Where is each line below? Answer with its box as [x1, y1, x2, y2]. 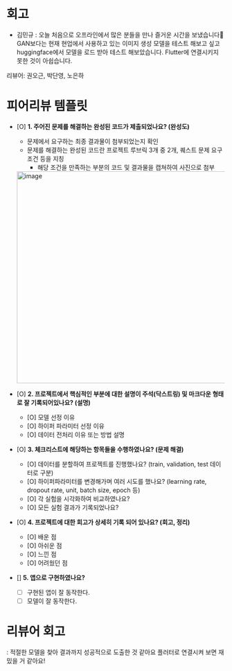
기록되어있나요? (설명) [30, 398, 91, 406]
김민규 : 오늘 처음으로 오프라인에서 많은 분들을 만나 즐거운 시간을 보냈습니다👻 [16, 31, 224, 39]
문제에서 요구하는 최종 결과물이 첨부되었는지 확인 [26, 137, 159, 146]
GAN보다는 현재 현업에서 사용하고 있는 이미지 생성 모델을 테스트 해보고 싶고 [16, 39, 220, 47]
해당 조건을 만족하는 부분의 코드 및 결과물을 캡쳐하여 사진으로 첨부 [37, 163, 215, 171]
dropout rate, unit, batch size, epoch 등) [26, 486, 141, 494]
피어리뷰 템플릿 [6, 98, 88, 114]
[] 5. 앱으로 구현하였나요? [16, 573, 85, 582]
